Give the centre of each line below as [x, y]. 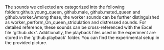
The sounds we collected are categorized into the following [65, 7]
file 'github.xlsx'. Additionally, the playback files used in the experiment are [80, 32]
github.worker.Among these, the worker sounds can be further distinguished [82, 17]
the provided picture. [26, 43]
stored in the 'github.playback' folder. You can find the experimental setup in [82, 37]
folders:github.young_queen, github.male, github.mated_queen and [73, 12]
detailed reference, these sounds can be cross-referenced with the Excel [79, 27]
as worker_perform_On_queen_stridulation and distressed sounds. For [76, 22]
